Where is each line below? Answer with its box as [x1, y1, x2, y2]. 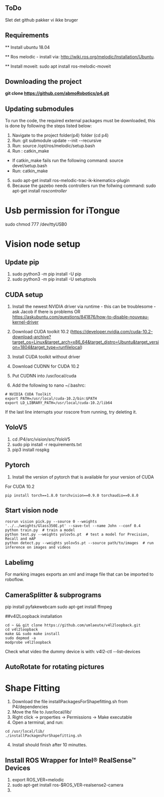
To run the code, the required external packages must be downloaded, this [5, 118, 155, 124]
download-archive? [12, 334, 51, 340]
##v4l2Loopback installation [5, 613, 62, 619]
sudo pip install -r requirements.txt [12, 441, 82, 447]
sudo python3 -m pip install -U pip [12, 271, 82, 277]
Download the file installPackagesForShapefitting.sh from [12, 699, 128, 705]
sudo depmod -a [5, 636, 36, 641]
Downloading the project [5, 78, 82, 86]
